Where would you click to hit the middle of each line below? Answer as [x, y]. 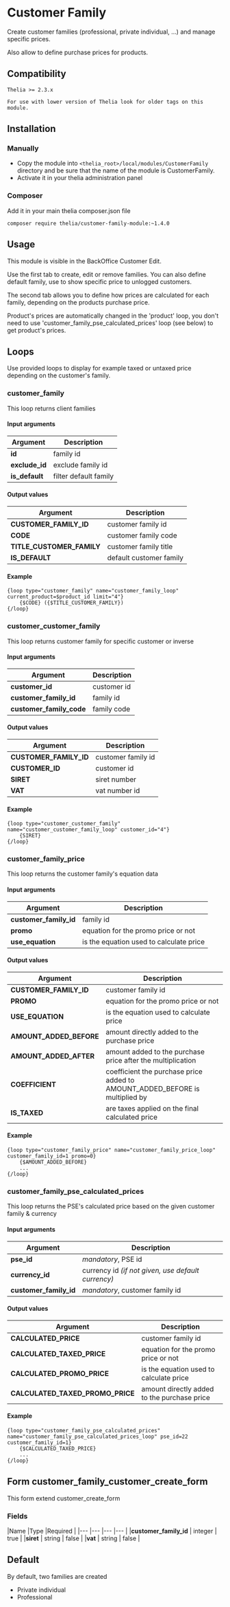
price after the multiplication [151, 1060]
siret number [116, 779]
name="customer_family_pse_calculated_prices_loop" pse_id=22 [98, 1437]
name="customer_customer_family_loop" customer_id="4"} [88, 830]
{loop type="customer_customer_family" [64, 824]
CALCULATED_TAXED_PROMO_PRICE [73, 1393]
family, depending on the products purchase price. [78, 302]
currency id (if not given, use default [141, 1270]
